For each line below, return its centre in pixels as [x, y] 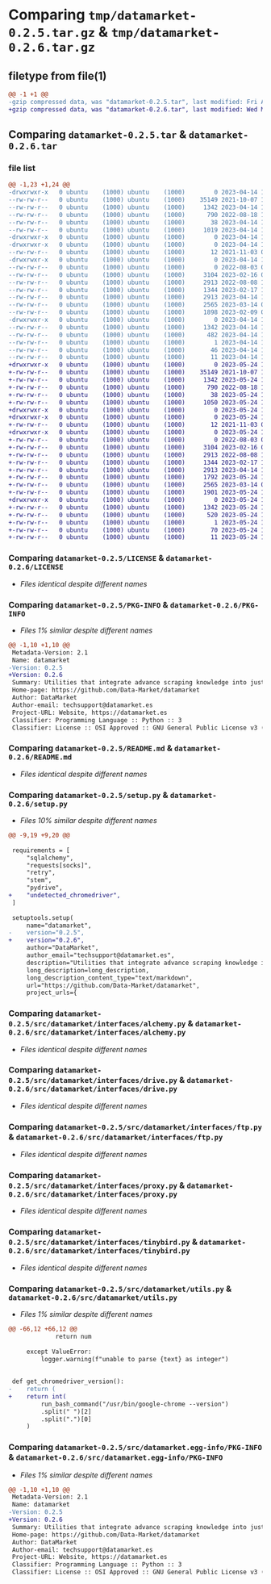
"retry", [41, 873]
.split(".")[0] [66, 1419]
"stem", [39, 880]
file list [22, 168]
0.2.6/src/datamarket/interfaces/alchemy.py [97, 1033]
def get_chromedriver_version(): [68, 1381]
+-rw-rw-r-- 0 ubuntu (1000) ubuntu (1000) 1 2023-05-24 [133, 522]
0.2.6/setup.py [38, 804]
